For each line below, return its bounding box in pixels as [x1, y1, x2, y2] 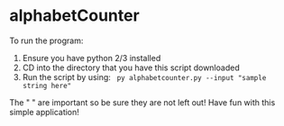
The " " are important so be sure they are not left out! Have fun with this [9, 96, 276, 108]
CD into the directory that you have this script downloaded [22, 62, 241, 73]
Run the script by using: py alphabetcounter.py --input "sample [22, 71, 267, 82]
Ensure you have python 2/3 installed [22, 52, 161, 63]
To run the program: [9, 35, 84, 46]
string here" [22, 81, 72, 90]
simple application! [9, 106, 79, 117]
